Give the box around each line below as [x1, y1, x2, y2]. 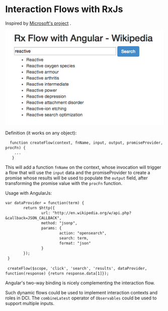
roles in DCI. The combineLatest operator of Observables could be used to [5, 295, 157, 301]
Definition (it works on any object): [5, 130, 77, 136]
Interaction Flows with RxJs [5, 4, 123, 15]
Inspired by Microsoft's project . [5, 20, 71, 26]
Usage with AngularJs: [5, 190, 52, 196]
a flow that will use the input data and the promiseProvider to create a [5, 170, 150, 175]
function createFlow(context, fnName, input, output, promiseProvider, [10, 140, 163, 145]
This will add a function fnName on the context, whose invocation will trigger [5, 164, 161, 170]
